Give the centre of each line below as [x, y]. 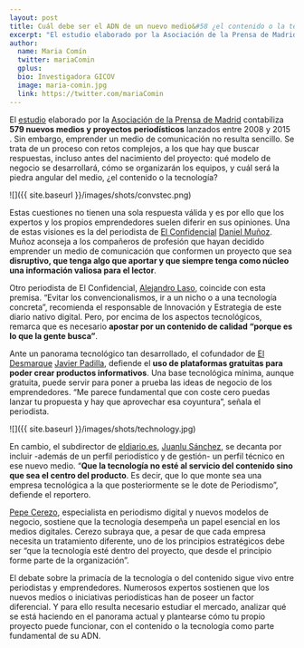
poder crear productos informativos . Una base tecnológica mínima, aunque [152, 372]
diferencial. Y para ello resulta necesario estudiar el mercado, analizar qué [148, 606]
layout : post [34, 18]
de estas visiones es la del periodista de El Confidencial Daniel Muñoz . [141, 231]
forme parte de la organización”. [69, 560]
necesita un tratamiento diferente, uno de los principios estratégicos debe [147, 541]
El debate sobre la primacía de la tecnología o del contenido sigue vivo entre [152, 577]
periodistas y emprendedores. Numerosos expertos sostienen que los [139, 587]
